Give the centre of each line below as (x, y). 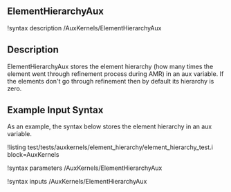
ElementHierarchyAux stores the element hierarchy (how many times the (110, 66)
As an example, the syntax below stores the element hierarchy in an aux (110, 126)
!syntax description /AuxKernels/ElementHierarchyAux (84, 28)
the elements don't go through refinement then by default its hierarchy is (111, 81)
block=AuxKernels (33, 155)
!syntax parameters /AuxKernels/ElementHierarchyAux (85, 168)
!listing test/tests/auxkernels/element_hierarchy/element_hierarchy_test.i (110, 147)
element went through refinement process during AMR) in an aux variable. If (115, 74)
